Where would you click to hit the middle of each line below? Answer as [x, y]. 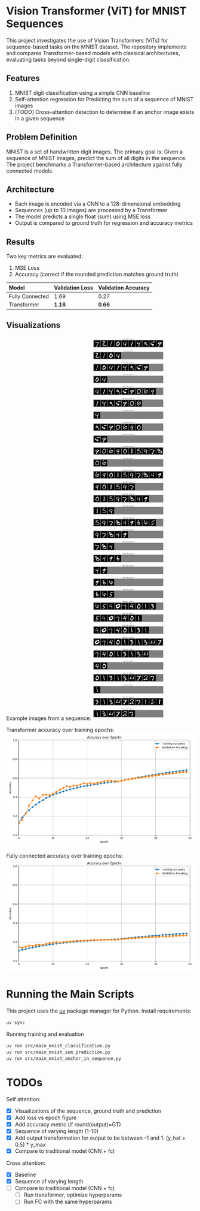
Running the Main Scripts [70, 994]
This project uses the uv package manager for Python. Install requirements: [99, 1011]
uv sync [16, 1023]
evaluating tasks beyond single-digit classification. [68, 59]
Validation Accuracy [124, 287]
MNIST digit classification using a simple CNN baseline [82, 93]
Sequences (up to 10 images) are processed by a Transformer [91, 210]
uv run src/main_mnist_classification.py [59, 1046]
